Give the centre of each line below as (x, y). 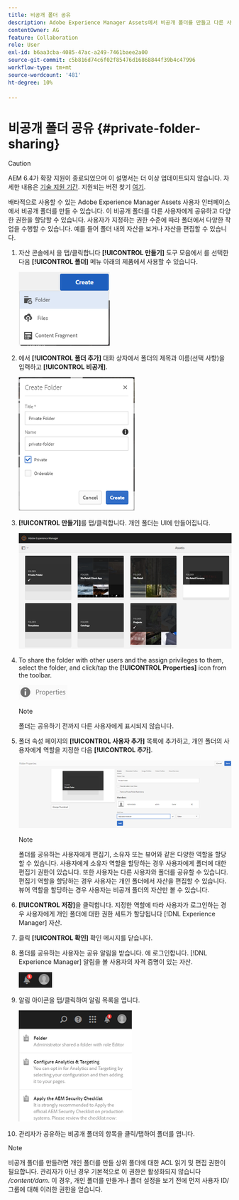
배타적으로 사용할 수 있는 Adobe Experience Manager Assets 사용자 (104, 202)
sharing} (34, 144)
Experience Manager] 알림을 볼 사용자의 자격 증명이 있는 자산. (106, 962)
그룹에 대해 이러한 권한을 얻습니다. (55, 1189)
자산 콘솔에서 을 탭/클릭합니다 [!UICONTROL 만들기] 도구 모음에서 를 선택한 (123, 253)
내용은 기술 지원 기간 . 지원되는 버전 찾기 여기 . (83, 187)
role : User (24, 45)
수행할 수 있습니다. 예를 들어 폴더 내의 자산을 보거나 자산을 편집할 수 (115, 229)
